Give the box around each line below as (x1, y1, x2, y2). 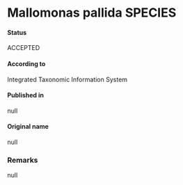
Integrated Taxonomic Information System (7, 75, 127, 83)
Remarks (7, 155, 38, 165)
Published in (7, 91, 44, 99)
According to (7, 59, 46, 67)
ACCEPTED (7, 44, 40, 52)
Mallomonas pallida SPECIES (7, 5, 177, 21)
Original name (7, 122, 49, 131)
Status (7, 28, 27, 36)
